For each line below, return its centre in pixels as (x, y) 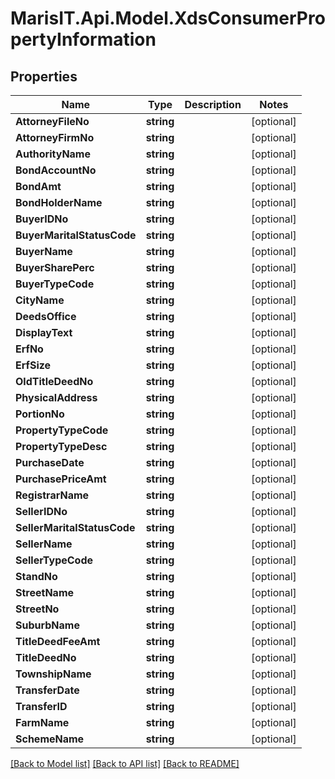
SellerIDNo (41, 511)
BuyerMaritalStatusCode (76, 235)
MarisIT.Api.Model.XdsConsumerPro (168, 18)
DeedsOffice (46, 316)
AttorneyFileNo (52, 121)
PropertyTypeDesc (61, 446)
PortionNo (40, 414)
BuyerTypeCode (55, 284)
